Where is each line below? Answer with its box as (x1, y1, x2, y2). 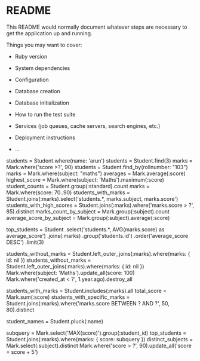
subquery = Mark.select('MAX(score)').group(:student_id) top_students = (6, 329, 187, 336)
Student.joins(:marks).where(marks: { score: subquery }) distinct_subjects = (6, 335, 193, 342)
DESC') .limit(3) (6, 238, 44, 246)
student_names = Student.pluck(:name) (6, 317, 103, 325)
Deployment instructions (14, 134, 76, 141)
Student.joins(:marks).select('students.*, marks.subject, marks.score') (6, 195, 179, 202)
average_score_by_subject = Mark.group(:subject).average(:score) (6, 214, 170, 221)
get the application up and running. (6, 29, 93, 36)
